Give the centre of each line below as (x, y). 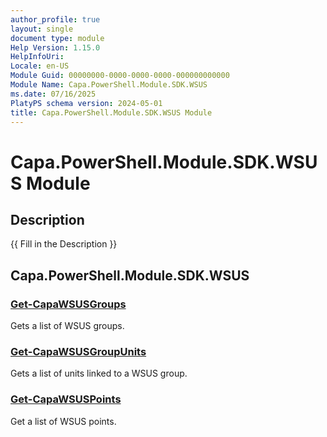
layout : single (42, 29)
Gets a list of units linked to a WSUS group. (99, 373)
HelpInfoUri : (37, 57)
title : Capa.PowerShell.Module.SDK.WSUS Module (111, 112)
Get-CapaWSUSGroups (68, 304)
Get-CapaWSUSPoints (66, 399)
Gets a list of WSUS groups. (67, 326)
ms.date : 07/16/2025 (53, 94)
